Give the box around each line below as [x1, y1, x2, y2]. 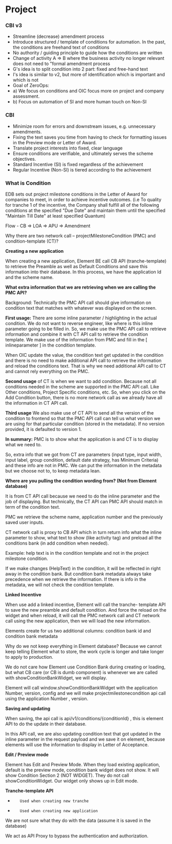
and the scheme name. [5, 274, 54, 280]
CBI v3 [5, 22, 22, 29]
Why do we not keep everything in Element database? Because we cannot [5, 643, 162, 650]
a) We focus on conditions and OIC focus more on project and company [12, 88, 165, 94]
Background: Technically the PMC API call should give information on [5, 299, 152, 306]
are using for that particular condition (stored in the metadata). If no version [5, 421, 165, 427]
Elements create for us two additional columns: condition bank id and [5, 628, 151, 634]
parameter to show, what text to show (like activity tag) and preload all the [5, 535, 162, 541]
